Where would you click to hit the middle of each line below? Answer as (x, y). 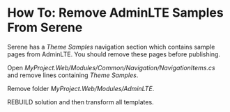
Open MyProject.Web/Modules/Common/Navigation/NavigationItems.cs (111, 67)
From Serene (45, 27)
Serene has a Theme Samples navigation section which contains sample (111, 47)
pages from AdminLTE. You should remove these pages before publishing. (114, 54)
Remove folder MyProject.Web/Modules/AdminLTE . (81, 88)
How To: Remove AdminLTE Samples (116, 13)
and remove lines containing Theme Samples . (73, 75)
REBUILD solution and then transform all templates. (81, 102)
